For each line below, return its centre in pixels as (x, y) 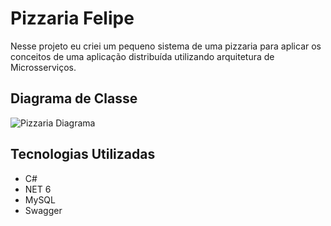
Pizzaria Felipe (72, 18)
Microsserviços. (43, 67)
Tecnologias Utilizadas (83, 154)
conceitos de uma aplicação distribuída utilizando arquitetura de (142, 56)
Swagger (43, 210)
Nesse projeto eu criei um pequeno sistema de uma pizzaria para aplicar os (166, 46)
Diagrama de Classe (74, 98)
